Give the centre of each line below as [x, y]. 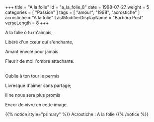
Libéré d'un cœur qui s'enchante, [39, 42]
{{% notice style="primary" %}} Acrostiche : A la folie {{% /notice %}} [77, 114]
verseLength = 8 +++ [27, 23]
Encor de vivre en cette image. [37, 105]
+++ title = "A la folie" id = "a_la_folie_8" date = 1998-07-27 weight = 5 [77, 7]
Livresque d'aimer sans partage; [38, 85]
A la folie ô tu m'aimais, [29, 32]
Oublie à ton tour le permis [32, 76]
